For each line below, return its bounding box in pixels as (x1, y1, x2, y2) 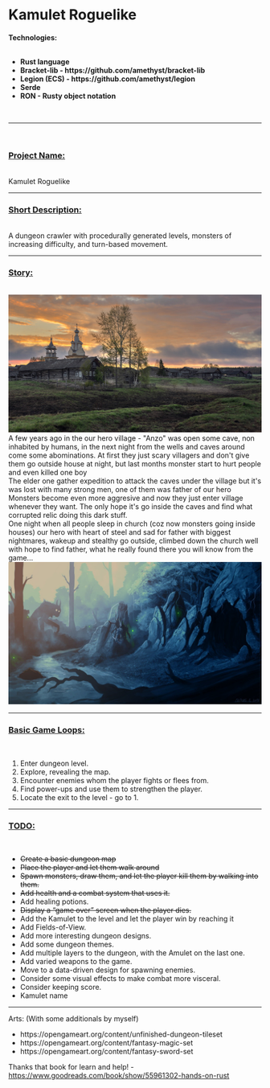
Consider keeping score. (19, 982, 102, 992)
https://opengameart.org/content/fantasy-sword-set (19, 1046, 194, 1056)
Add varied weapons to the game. (19, 956, 133, 966)
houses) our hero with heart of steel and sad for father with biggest (8, 527, 231, 536)
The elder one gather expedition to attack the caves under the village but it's (8, 476, 262, 486)
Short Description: (8, 204, 82, 215)
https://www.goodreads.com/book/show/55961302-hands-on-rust (8, 1070, 230, 1080)
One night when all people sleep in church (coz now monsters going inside (8, 519, 256, 528)
